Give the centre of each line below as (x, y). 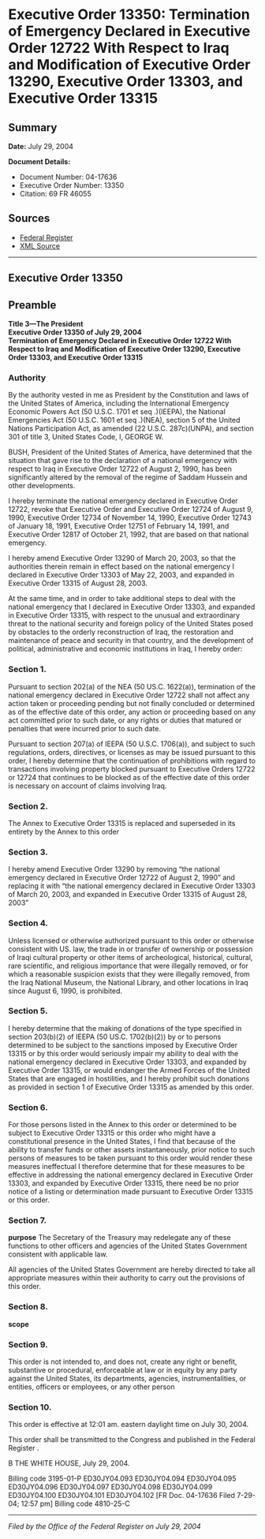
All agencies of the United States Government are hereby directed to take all (132, 1270)
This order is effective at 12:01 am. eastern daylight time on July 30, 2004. (129, 1425)
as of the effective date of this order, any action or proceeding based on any (132, 712)
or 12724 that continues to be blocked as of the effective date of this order (129, 777)
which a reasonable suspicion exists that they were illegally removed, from (129, 974)
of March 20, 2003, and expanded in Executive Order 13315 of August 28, (128, 895)
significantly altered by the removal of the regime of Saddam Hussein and (128, 477)
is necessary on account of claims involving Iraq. (88, 786)
